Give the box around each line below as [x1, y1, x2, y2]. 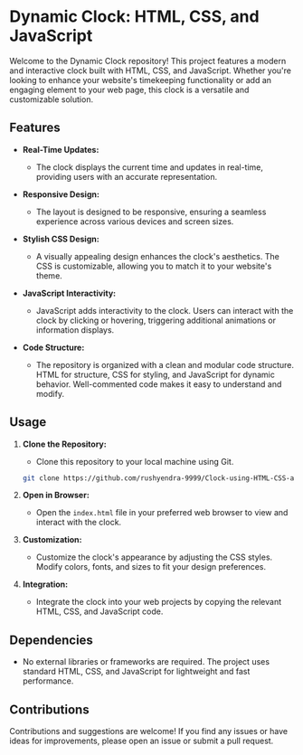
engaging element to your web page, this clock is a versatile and [9, 84, 250, 95]
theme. [35, 269, 63, 281]
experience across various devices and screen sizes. [35, 215, 234, 227]
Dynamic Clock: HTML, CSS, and [9, 6, 260, 27]
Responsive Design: [22, 188, 99, 200]
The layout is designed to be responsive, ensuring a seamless [35, 206, 267, 217]
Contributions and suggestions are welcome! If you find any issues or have [9, 726, 289, 737]
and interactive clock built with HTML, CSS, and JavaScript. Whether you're [9, 65, 292, 76]
